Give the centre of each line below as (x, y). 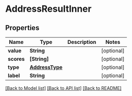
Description (82, 42)
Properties (22, 28)
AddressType (46, 67)
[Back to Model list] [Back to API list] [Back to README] (63, 88)
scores (16, 59)
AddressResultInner (48, 9)
